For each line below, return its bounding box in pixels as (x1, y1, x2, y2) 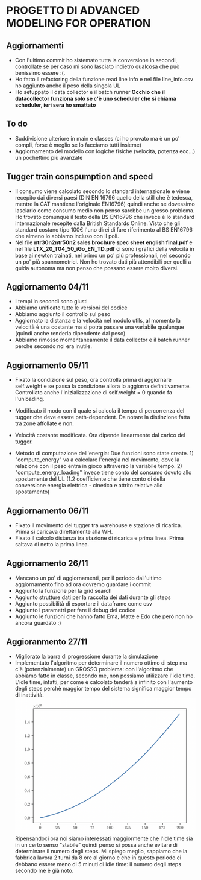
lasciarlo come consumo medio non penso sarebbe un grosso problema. (14, 206, 195, 214)
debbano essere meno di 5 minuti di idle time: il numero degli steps (14, 860, 182, 867)
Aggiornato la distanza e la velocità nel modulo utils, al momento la (14, 317, 181, 324)
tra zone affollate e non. (14, 420, 74, 427)
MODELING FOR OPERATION (6, 16, 151, 30)
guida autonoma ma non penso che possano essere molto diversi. (14, 264, 179, 271)
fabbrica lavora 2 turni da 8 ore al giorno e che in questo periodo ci (14, 854, 182, 861)
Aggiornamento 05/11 (6, 360, 88, 370)
